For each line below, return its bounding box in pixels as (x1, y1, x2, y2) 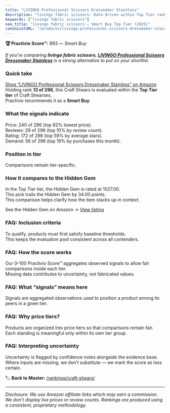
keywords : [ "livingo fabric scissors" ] (5, 17, 90, 22)
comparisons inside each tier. (5, 265, 67, 271)
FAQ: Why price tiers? (5, 313, 60, 320)
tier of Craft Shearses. (5, 92, 52, 99)
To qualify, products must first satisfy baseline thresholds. (5, 231, 126, 237)
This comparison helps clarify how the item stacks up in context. (5, 197, 140, 203)
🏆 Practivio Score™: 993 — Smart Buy (5, 40, 87, 47)
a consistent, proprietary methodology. (5, 402, 87, 408)
